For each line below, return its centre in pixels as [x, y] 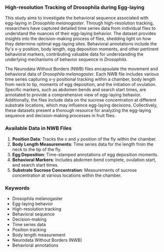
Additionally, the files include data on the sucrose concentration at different [81, 100]
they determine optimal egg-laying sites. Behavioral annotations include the [81, 44]
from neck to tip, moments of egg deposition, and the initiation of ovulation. [81, 84]
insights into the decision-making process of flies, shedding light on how [78, 39]
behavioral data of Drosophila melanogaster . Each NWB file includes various [82, 74]
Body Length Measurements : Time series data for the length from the [83, 144]
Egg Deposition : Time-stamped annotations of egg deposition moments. [85, 154]
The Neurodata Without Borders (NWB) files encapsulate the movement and [82, 69]
